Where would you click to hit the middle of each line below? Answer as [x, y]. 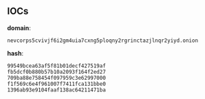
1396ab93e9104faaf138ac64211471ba [57, 90]
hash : [15, 53]
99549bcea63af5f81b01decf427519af [57, 66]
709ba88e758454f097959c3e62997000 [57, 78]
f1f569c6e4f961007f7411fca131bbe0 [57, 84]
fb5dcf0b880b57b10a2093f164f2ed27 [57, 71]
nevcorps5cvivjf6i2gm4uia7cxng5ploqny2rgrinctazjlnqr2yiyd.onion [102, 41]
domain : [19, 27]
